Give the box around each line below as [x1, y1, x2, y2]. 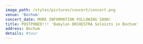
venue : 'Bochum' [5, 12, 40, 17]
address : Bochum [5, 26, 40, 31]
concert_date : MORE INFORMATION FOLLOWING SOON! [5, 17, 111, 22]
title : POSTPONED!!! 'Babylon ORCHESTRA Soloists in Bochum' [5, 21, 139, 27]
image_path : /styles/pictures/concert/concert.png [5, 7, 116, 13]
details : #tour [5, 31, 38, 36]
